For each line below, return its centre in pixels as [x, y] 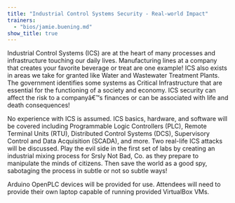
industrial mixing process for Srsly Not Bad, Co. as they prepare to [103, 156]
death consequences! [39, 105]
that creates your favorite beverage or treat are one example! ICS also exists [117, 68]
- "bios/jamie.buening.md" [53, 27]
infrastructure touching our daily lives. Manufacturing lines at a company [112, 61]
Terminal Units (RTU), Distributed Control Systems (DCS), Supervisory [109, 134]
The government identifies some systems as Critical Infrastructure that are [115, 83]
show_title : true [33, 33]
